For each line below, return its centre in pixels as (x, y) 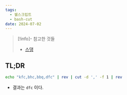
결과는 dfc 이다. (28, 87)
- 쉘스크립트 (21, 15)
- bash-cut (21, 19)
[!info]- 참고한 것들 (36, 39)
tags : (11, 10)
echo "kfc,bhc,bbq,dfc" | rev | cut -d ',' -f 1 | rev (64, 77)
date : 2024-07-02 (23, 24)
